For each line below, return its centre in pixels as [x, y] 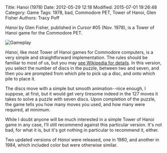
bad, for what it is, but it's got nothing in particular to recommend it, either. [82, 130]
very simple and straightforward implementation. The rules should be [76, 57]
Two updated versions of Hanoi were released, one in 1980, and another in [82, 140]
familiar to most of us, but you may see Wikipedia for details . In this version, [83, 63]
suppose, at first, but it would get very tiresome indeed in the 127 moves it [81, 94]
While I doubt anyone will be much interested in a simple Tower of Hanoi [80, 119]
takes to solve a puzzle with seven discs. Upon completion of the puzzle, [80, 99]
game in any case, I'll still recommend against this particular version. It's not [83, 125]
